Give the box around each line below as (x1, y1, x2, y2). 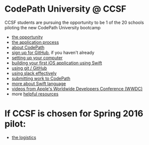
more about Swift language (11, 80, 66, 86)
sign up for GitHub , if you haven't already (11, 50, 94, 55)
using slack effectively (11, 70, 57, 76)
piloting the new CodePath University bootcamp (4, 24, 101, 30)
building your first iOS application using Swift (11, 60, 102, 66)
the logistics (11, 134, 37, 140)
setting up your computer (11, 54, 63, 60)
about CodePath (11, 44, 45, 50)
